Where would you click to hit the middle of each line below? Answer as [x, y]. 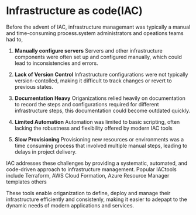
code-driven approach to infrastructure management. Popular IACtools [91, 169]
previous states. [34, 86]
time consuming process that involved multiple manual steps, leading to [101, 145]
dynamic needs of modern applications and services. [70, 205]
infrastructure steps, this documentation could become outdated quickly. [102, 110]
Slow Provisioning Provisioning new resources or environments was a [99, 139]
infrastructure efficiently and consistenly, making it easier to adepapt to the [97, 199]
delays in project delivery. [46, 152]
